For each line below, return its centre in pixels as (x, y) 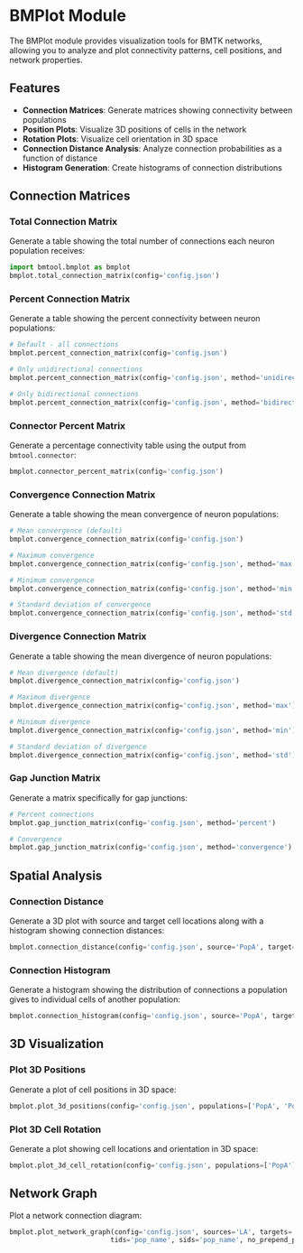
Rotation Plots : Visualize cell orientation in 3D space (120, 139)
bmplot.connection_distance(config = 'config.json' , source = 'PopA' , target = (153, 947)
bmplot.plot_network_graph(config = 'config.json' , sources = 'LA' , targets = (151, 1232)
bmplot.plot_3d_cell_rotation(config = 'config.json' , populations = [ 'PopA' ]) (155, 1165)
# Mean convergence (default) (66, 531)
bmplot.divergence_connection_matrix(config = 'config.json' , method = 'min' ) (153, 730)
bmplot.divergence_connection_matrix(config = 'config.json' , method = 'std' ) (153, 755)
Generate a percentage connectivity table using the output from (128, 446)
